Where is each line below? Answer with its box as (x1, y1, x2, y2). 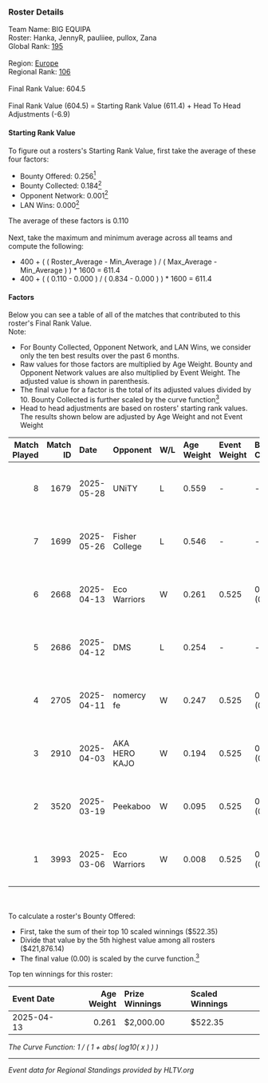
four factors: (8, 154, 49, 164)
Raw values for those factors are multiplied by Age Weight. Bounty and (19, 359, 253, 370)
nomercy (112, 689, 146, 701)
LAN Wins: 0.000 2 (19, 199, 80, 210)
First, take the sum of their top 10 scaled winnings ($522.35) (19, 926, 219, 936)
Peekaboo (112, 801, 152, 812)
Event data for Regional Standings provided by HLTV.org (8, 1065, 195, 1074)
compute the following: (8, 242, 84, 251)
